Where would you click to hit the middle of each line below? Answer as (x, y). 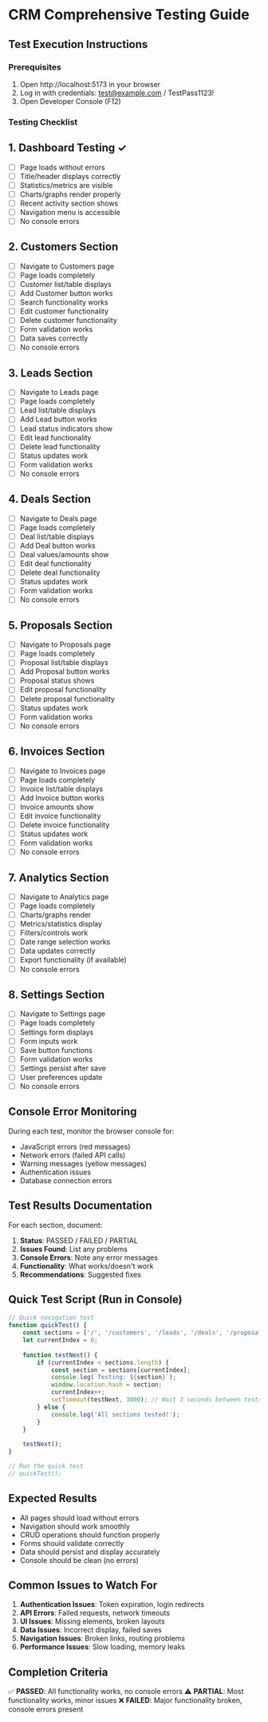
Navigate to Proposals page (65, 644)
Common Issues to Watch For (83, 1585)
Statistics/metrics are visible (66, 185)
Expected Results (53, 1499)
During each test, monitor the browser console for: (91, 1131)
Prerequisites (35, 67)
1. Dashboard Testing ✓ (68, 148)
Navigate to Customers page (67, 266)
